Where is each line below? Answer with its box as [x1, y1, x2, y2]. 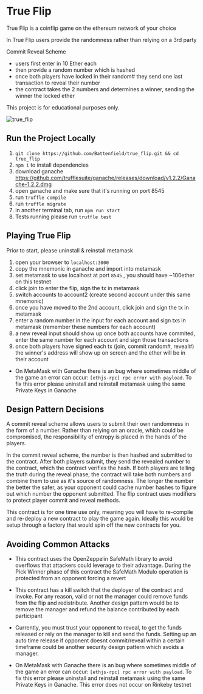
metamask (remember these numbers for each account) [15, 323, 156, 330]
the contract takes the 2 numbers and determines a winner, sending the [15, 85, 194, 92]
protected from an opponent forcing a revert [15, 575, 126, 582]
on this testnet [15, 278, 52, 285]
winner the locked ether [15, 92, 75, 99]
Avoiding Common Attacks [6, 539, 110, 549]
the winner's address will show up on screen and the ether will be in [15, 349, 186, 356]
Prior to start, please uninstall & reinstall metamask [6, 246, 134, 254]
